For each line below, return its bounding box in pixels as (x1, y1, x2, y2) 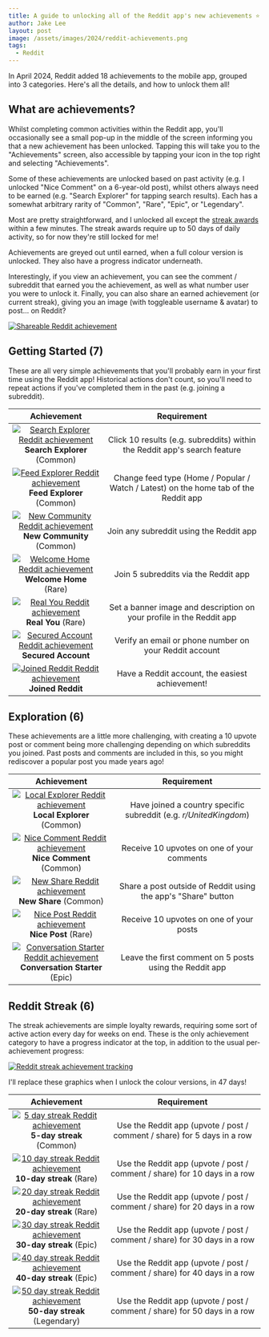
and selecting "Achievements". (8, 158, 110, 168)
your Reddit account (143, 644, 220, 656)
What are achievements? (8, 103, 136, 116)
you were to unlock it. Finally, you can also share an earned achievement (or (8, 288, 259, 298)
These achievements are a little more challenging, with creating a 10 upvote (8, 731, 257, 741)
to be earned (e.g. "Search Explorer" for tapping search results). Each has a (8, 190, 259, 201)
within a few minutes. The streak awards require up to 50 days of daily (8, 223, 240, 233)
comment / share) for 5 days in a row (113, 1130, 252, 1141)
